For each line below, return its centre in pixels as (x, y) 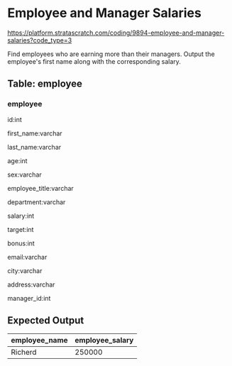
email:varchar (27, 257)
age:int (17, 160)
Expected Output (46, 321)
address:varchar (31, 284)
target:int (21, 229)
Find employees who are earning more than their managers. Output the (111, 54)
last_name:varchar (34, 147)
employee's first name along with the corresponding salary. (94, 61)
